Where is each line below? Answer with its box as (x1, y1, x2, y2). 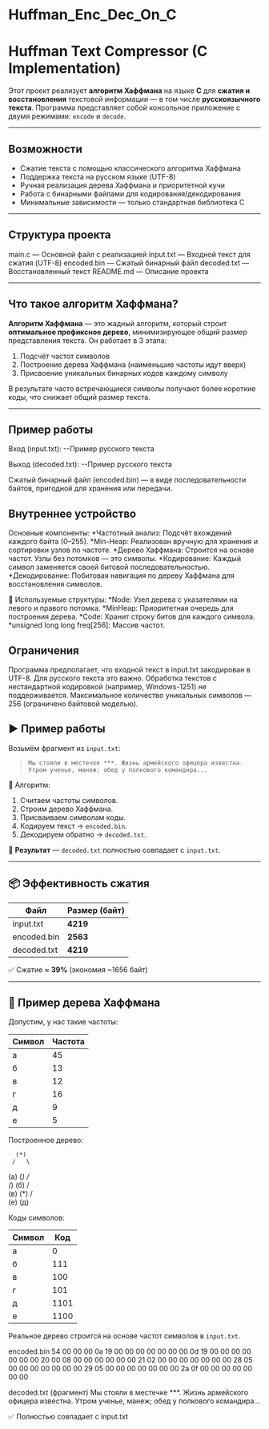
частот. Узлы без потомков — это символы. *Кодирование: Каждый (8, 554, 242, 563)
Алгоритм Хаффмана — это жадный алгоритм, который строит (8, 318, 227, 328)
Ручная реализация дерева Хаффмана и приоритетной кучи (19, 180, 226, 190)
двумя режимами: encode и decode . (8, 111, 126, 121)
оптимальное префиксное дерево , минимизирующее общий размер (8, 327, 248, 337)
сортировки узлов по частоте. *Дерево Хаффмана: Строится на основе (8, 545, 255, 555)
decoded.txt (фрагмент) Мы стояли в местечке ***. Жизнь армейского (8, 1388, 249, 1398)
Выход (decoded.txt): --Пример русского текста (8, 459, 172, 470)
